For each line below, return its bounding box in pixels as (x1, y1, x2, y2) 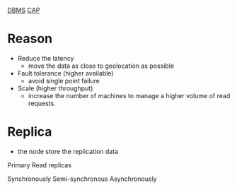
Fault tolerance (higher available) (17, 69, 114, 77)
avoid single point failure (28, 76, 100, 85)
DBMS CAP (7, 6, 40, 14)
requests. (28, 99, 57, 107)
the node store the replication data (17, 147, 119, 155)
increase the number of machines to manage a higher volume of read (28, 91, 231, 100)
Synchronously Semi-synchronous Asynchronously (7, 174, 157, 183)
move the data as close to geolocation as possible (28, 61, 175, 70)
